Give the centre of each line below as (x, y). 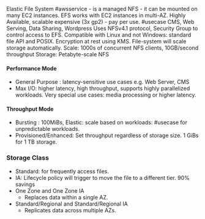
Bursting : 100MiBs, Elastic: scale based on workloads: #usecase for (101, 122)
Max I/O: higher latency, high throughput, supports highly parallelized (102, 89)
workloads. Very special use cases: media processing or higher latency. (106, 95)
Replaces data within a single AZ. (66, 197)
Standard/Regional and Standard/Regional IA (72, 204)
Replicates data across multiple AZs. (70, 210)
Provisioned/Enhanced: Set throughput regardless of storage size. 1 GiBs (107, 135)
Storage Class (28, 158)
